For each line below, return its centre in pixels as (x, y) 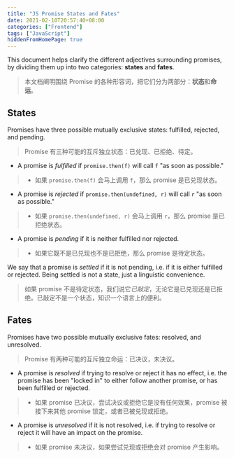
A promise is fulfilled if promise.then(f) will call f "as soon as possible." (120, 165)
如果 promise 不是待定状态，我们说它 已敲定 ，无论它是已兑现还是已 (120, 289)
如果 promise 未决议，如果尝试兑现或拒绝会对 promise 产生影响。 (129, 447)
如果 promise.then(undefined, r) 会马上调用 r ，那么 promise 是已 (130, 216)
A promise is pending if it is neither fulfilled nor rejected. (98, 238)
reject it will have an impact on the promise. (80, 432)
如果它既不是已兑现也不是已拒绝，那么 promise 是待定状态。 (122, 253)
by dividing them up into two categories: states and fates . (91, 67)
